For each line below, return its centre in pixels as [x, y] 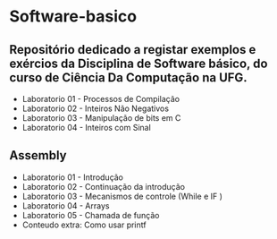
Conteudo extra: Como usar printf [84, 225]
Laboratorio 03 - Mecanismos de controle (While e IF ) [122, 196]
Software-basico [73, 17]
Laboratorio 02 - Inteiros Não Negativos [96, 108]
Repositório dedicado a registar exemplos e [133, 50]
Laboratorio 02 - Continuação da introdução [104, 186]
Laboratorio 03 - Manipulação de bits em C [101, 118]
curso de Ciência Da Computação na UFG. [128, 77]
